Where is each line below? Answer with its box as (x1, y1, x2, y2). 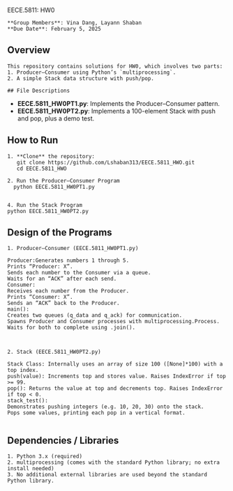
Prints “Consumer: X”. (7, 294, 73, 301)
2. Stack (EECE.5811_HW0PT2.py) (7, 348, 101, 356)
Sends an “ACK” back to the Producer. (7, 299, 120, 307)
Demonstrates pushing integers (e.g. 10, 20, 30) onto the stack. (7, 403, 204, 410)
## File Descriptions (7, 87, 70, 94)
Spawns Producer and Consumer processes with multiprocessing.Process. (7, 318, 220, 325)
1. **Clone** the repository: (7, 153, 96, 159)
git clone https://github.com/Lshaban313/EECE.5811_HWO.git (16, 159, 195, 166)
